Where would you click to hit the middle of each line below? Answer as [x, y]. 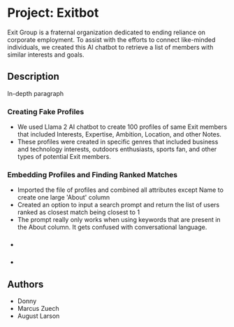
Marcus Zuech [38, 308]
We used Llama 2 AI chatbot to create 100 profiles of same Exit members [122, 127]
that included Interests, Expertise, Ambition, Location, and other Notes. [119, 134]
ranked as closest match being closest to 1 [79, 212]
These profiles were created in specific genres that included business [118, 142]
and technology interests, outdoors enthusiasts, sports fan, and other [117, 149]
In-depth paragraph [36, 93]
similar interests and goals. [46, 55]
